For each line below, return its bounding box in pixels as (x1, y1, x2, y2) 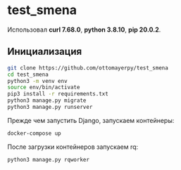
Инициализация (7, 46, 82, 58)
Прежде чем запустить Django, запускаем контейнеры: (7, 116, 175, 124)
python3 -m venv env (7, 77, 68, 84)
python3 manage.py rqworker (7, 156, 90, 163)
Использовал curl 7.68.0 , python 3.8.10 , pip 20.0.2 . (7, 25, 161, 34)
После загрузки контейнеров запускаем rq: (7, 143, 139, 151)
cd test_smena (7, 71, 49, 78)
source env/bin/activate (7, 84, 80, 91)
